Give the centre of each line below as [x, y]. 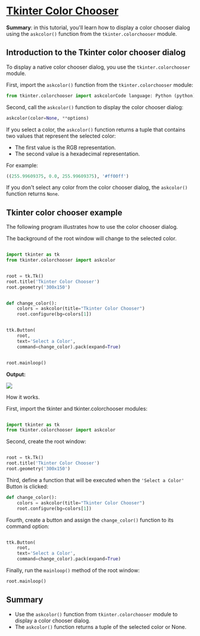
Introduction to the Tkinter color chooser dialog [96, 53]
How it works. [23, 397]
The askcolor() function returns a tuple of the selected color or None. [101, 626]
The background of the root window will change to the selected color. [91, 238]
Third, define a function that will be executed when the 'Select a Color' [95, 480]
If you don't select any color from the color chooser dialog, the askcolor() [97, 187]
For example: [22, 165]
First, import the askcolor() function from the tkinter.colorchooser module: [100, 85]
